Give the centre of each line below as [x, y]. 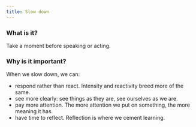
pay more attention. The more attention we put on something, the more [102, 105]
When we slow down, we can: [43, 74]
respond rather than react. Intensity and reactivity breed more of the [99, 86]
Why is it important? [36, 61]
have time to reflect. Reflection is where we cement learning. [90, 118]
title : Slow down [28, 12]
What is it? [22, 32]
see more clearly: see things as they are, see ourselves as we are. [96, 99]
